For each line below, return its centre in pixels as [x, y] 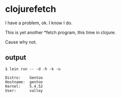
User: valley [24, 91]
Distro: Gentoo [24, 78]
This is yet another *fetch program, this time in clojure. [60, 32]
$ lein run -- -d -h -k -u [33, 69]
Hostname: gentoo [24, 82]
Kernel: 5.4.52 [24, 86]
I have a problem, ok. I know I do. [39, 23]
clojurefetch [31, 9]
